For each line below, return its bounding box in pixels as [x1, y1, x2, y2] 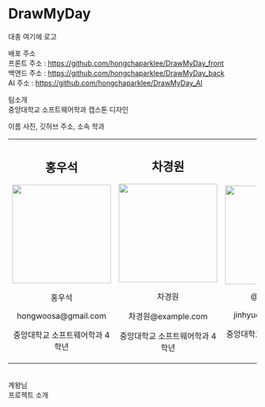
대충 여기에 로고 [8, 32, 58, 41]
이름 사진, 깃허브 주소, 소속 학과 [8, 121, 105, 131]
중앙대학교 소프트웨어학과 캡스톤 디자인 [8, 104, 129, 114]
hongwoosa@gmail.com [17, 311, 106, 322]
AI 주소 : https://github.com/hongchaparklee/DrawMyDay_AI [8, 78, 203, 88]
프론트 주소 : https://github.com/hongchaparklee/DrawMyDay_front [8, 58, 225, 68]
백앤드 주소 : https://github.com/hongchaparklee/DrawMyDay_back [8, 68, 225, 77]
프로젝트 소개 [8, 390, 49, 400]
